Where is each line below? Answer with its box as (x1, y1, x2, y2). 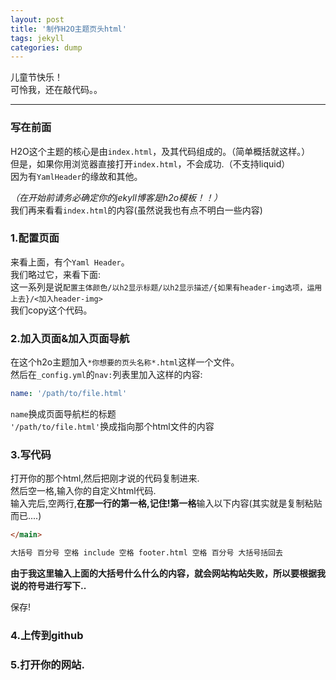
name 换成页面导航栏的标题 (10, 408, 117, 420)
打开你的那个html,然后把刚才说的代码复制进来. (10, 472, 200, 485)
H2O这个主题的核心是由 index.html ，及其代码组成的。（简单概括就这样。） (10, 145, 311, 157)
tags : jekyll (10, 33, 65, 43)
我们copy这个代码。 (10, 304, 93, 316)
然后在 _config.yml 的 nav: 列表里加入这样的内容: (10, 369, 203, 381)
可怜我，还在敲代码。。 (10, 84, 103, 96)
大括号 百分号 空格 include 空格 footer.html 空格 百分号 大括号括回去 (10, 548, 283, 558)
